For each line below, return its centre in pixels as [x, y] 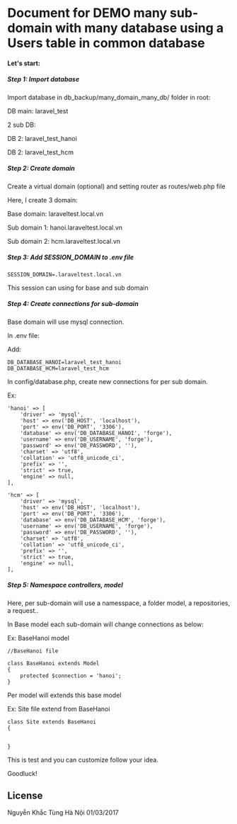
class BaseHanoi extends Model [53, 663]
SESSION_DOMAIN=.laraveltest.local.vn [64, 274]
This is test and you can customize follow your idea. [83, 760]
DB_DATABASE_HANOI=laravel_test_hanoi [64, 362]
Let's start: [24, 63]
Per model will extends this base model [64, 695]
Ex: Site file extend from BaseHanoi [59, 709]
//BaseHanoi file [33, 651]
